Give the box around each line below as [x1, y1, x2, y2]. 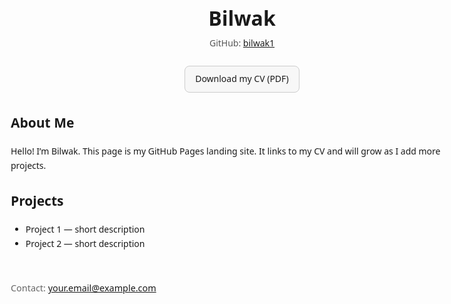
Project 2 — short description [25, 237, 146, 250]
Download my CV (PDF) [195, 72, 289, 86]
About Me [10, 113, 75, 132]
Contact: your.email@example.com [10, 282, 157, 295]
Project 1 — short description [25, 223, 146, 236]
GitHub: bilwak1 [208, 37, 276, 50]
